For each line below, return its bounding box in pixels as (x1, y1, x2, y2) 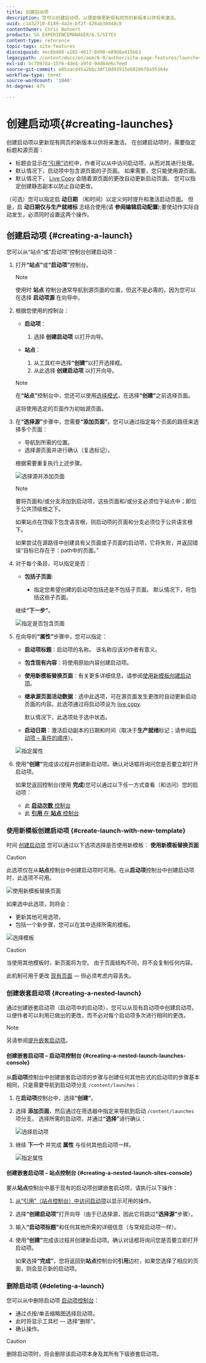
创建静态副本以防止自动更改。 (20, 182, 96, 189)
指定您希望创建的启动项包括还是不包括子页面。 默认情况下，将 (33, 585, 191, 593)
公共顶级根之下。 (20, 505, 64, 512)
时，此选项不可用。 (6, 874, 55, 882)
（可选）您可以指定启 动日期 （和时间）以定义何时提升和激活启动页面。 (6, 195, 187, 203)
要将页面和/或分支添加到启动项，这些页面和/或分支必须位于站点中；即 (15, 497, 191, 505)
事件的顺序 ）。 (40, 734, 77, 741)
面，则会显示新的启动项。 (15, 1265, 80, 1272)
